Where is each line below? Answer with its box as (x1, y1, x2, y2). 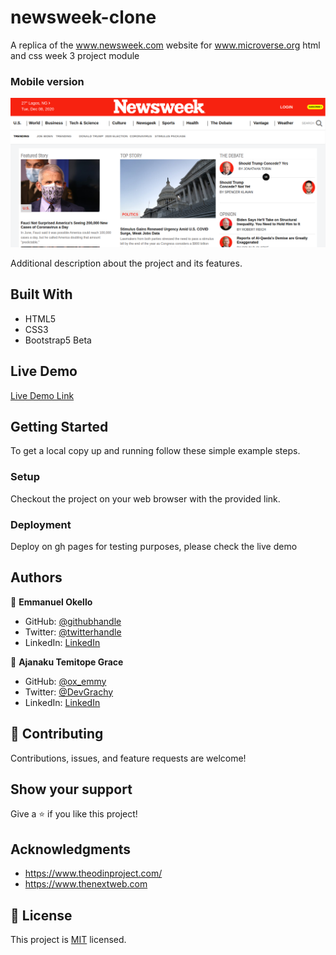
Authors (10, 569, 63, 586)
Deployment (10, 517, 72, 531)
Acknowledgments (10, 841, 132, 858)
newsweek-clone (10, 6, 157, 29)
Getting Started (10, 418, 109, 435)
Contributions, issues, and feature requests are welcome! (10, 752, 247, 764)
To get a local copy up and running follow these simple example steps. (10, 445, 301, 457)
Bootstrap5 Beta (24, 334, 92, 346)
